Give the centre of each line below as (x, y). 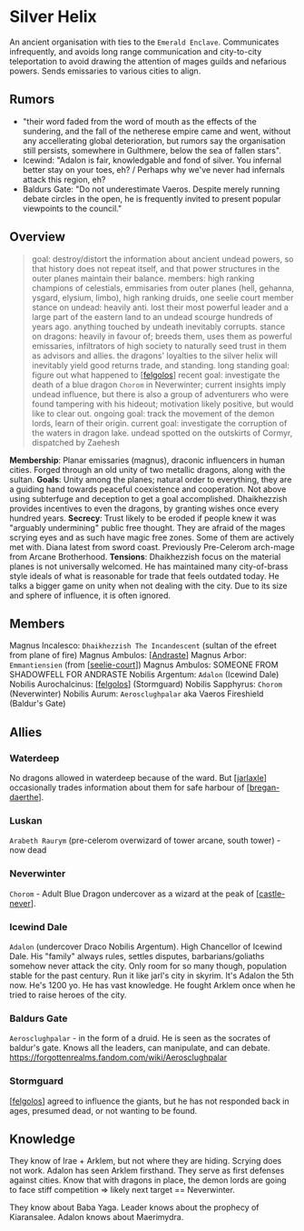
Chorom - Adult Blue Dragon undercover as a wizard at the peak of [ (134, 894)
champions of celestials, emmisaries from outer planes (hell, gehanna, (163, 287)
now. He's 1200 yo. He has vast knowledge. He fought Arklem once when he (152, 985)
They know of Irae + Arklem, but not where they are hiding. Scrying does (146, 1161)
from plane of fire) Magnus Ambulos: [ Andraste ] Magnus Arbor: (128, 656)
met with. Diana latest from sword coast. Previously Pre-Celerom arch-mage (152, 546)
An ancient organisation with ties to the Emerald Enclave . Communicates (144, 42)
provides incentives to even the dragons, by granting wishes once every (144, 508)
